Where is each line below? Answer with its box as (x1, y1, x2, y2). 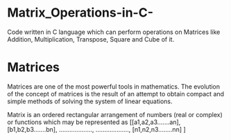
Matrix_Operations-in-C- (7, 5, 154, 21)
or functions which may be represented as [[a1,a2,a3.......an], (7, 118, 181, 126)
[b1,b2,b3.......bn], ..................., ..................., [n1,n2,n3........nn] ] (7, 125, 186, 133)
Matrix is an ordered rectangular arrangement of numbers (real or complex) (7, 110, 223, 119)
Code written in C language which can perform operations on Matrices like (7, 28, 221, 36)
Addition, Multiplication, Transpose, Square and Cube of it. (7, 35, 175, 43)
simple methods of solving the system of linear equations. (7, 97, 173, 105)
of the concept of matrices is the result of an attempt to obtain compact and (7, 89, 224, 98)
